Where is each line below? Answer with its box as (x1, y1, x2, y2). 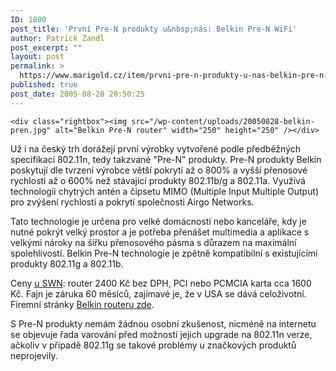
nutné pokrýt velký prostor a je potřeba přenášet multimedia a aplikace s (10, 226, 310, 238)
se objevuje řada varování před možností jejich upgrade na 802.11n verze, (10, 328, 313, 340)
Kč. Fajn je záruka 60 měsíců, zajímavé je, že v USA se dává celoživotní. (10, 287, 307, 300)
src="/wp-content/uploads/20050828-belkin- (131, 116, 315, 126)
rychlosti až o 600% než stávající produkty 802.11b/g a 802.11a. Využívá (10, 174, 306, 186)
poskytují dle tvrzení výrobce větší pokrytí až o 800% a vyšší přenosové (10, 164, 308, 176)
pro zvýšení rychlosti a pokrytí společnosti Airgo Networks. (10, 196, 255, 208)
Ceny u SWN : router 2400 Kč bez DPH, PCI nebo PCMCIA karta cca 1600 (10, 277, 312, 289)
